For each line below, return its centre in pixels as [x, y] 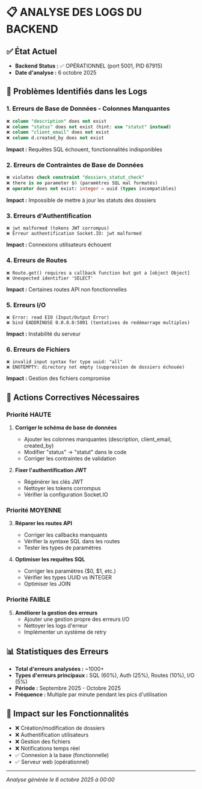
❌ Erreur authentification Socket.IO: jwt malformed [74, 234]
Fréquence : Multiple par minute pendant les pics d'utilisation [91, 694]
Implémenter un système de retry [65, 632]
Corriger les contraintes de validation [70, 458]
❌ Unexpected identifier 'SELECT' [50, 278]
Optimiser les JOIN [47, 584]
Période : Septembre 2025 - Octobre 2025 [68, 688]
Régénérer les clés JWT [54, 482]
